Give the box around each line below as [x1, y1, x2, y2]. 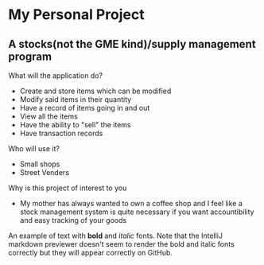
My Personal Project [8, 6, 145, 24]
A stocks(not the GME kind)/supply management [8, 37, 256, 51]
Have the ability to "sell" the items [19, 120, 131, 129]
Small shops [19, 159, 60, 169]
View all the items [19, 111, 78, 121]
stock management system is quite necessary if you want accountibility [19, 207, 254, 216]
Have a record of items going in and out [19, 103, 150, 112]
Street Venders [19, 168, 70, 177]
